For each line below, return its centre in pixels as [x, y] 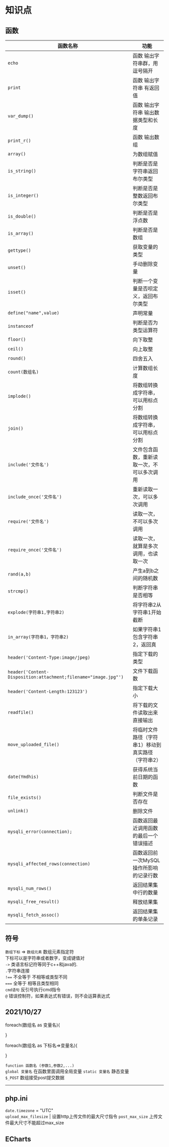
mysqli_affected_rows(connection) [49, 864]
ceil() [16, 349]
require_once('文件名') [35, 550]
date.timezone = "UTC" [29, 1111]
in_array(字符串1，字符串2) [38, 637]
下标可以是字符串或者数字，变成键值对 [45, 958]
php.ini [17, 1099]
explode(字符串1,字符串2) [36, 612]
